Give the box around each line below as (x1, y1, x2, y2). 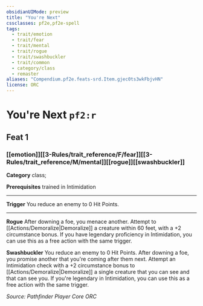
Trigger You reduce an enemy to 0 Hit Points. (6, 200, 120, 207)
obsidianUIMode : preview (6, 8, 69, 15)
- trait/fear (11, 37, 45, 43)
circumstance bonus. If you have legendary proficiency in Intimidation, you (6, 230, 192, 238)
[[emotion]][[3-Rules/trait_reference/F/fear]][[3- (6, 150, 153, 158)
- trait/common (11, 59, 50, 65)
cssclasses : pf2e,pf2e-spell (6, 20, 80, 26)
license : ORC (6, 82, 39, 88)
